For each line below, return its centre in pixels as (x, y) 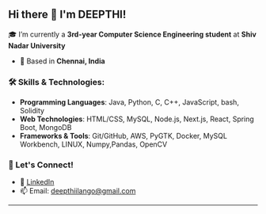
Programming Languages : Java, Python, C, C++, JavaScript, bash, (129, 102)
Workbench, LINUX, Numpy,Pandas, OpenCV (93, 144)
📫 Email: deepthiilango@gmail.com (78, 191)
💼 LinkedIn (37, 182)
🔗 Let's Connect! (41, 165)
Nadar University (37, 45)
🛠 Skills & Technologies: (57, 82)
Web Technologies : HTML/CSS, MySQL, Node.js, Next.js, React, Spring (137, 119)
